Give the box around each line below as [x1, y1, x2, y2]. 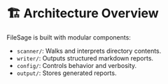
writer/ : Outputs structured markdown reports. [16, 53, 154, 62]
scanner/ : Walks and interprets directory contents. [16, 47, 162, 55]
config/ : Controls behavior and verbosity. [16, 61, 137, 69]
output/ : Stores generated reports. [16, 69, 117, 77]
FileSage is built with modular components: [6, 33, 131, 42]
